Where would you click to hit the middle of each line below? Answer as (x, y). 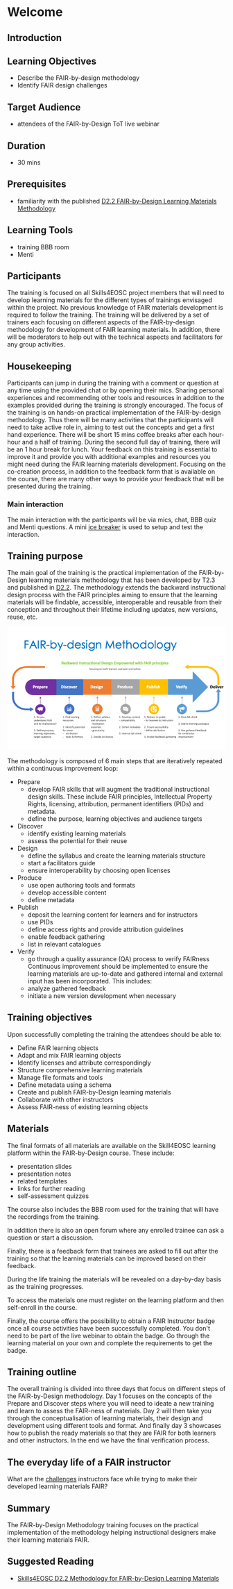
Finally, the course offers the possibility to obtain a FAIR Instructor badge (111, 1321)
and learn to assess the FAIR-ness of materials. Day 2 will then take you (109, 1411)
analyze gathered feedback (67, 988)
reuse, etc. (23, 617)
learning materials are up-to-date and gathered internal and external (125, 974)
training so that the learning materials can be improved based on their (107, 1258)
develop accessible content (67, 892)
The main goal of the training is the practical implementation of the (102, 573)
